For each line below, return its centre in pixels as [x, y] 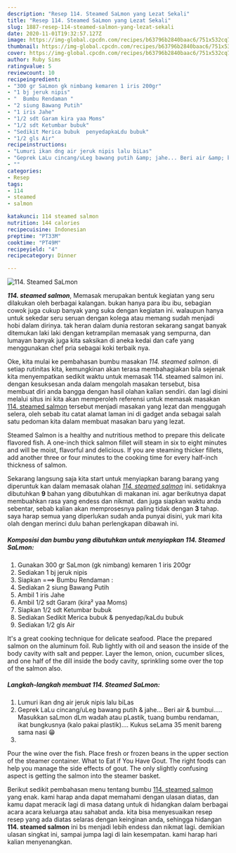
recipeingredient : [34, 79]
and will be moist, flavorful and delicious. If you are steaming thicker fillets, [115, 450]
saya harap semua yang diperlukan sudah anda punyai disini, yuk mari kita [115, 516]
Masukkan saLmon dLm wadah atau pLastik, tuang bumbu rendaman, [118, 717]
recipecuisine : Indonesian [47, 230]
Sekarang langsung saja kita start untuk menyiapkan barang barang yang [113, 479]
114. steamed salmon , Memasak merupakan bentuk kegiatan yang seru [111, 296]
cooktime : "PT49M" [34, 243]
